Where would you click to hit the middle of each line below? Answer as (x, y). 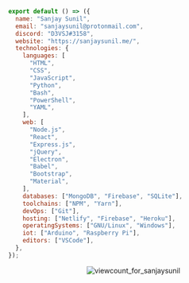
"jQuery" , (45, 152)
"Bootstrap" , (51, 174)
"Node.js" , (47, 130)
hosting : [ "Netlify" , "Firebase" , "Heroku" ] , (99, 219)
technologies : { (42, 48)
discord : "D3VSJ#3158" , (54, 33)
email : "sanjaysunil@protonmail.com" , (80, 26)
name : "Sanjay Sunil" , (53, 19)
